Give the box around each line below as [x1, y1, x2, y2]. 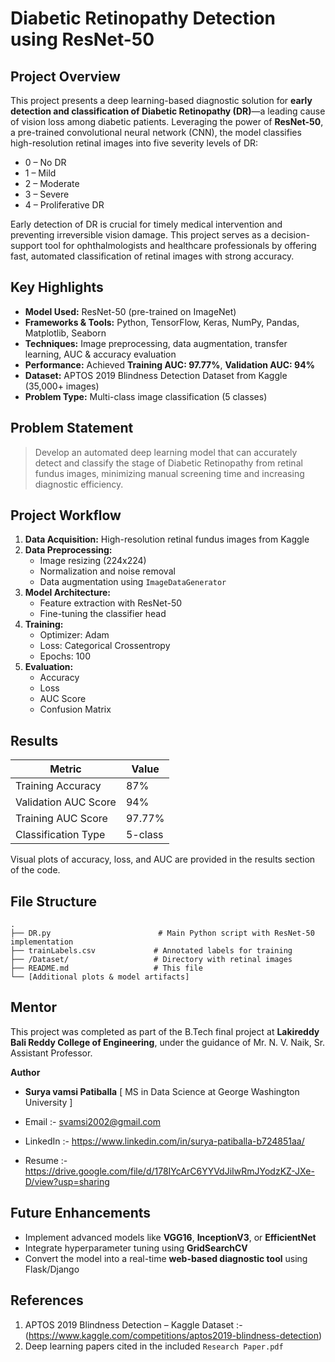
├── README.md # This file [10, 963, 203, 974]
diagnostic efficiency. [34, 478, 124, 490]
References [10, 1292, 84, 1309]
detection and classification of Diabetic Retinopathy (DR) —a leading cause [10, 105, 326, 117]
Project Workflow [10, 507, 122, 524]
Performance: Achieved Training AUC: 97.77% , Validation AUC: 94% [24, 358, 315, 371]
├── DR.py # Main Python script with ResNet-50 [10, 928, 315, 939]
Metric [49, 762, 82, 776]
